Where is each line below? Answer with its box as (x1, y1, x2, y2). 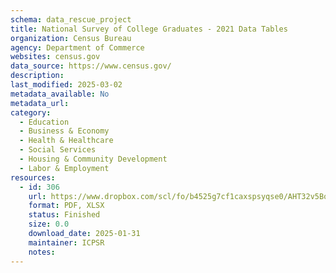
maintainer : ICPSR (28, 237, 105, 248)
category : (10, 107, 52, 118)
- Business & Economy (19, 126, 110, 136)
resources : (10, 172, 56, 183)
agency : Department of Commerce (10, 42, 145, 53)
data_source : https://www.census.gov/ (10, 61, 172, 71)
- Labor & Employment (19, 163, 110, 173)
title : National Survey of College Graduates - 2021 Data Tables (10, 24, 288, 34)
